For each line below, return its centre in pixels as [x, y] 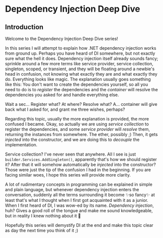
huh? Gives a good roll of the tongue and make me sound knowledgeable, [79, 210]
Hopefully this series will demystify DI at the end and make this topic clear [79, 225]
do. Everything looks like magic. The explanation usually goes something [78, 79]
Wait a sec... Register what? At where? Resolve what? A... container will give [81, 104]
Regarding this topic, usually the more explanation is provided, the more [77, 119]
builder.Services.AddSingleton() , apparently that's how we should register [81, 159]
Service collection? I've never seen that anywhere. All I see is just [71, 154]
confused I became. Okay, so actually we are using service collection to [77, 124]
